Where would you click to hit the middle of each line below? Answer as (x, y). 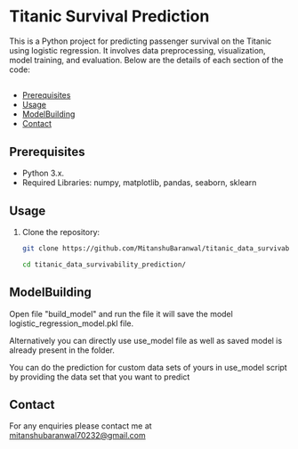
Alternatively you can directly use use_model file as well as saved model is (146, 340)
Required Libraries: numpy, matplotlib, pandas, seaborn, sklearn (139, 183)
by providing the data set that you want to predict (100, 377)
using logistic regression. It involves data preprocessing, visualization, (137, 50)
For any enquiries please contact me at (81, 426)
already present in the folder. (62, 350)
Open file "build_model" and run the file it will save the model (121, 314)
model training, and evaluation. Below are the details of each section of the (146, 60)
